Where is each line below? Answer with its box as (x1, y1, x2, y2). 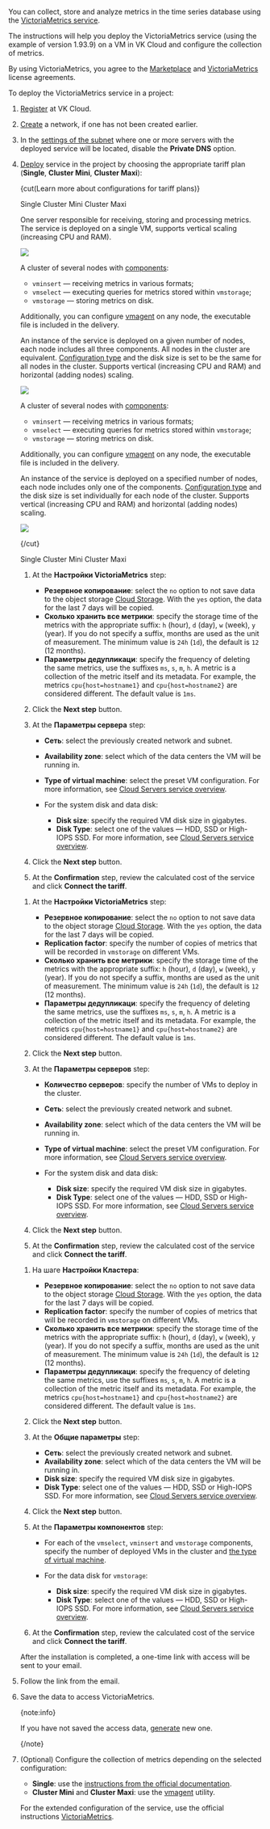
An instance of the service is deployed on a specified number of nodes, (19, 474, 258, 483)
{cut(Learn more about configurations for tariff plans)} (19, 183, 200, 193)
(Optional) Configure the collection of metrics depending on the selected (19, 1755, 262, 1764)
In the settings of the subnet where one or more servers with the (19, 135, 235, 145)
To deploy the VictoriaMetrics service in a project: (8, 88, 174, 98)
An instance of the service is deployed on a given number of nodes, (19, 335, 246, 345)
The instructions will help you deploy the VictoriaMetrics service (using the (8, 32, 257, 40)
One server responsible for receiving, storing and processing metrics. (19, 215, 251, 225)
